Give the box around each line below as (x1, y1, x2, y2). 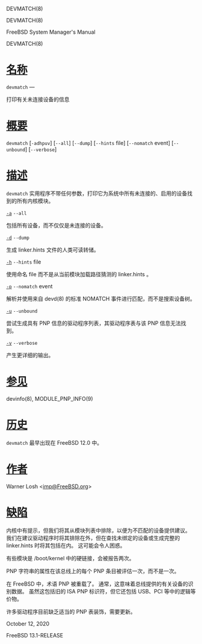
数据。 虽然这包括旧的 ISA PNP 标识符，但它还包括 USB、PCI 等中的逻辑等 (11, 587, 196, 595)
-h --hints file (6, 258, 41, 265)
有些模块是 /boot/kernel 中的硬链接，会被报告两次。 (6, 554, 135, 562)
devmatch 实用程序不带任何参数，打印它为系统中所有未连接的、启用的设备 (6, 190, 188, 197)
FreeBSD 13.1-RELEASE (6, 631, 64, 639)
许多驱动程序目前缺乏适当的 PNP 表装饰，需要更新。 (6, 608, 136, 615)
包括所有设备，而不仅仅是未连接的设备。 (6, 221, 106, 229)
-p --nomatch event (6, 282, 53, 289)
